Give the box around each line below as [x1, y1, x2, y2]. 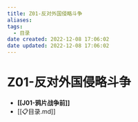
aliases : [7, 17, 32, 24]
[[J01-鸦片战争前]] [17, 98, 70, 107]
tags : [7, 23, 23, 30]
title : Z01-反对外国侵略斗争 [7, 10, 83, 17]
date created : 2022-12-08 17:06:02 [7, 36, 110, 43]
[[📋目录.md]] [17, 107, 56, 115]
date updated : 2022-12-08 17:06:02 [7, 42, 110, 49]
